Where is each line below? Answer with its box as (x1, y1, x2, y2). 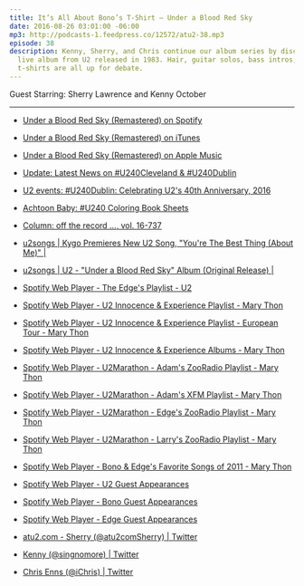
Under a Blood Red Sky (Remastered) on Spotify (22, 114, 203, 125)
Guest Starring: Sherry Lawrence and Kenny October (9, 88, 206, 100)
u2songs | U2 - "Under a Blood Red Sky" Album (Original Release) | (22, 264, 274, 275)
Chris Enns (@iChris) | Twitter (22, 566, 134, 577)
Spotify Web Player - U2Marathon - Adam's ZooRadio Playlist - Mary (22, 361, 279, 372)
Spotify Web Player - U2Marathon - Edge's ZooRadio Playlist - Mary (22, 407, 276, 418)
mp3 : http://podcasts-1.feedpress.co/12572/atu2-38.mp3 (9, 30, 224, 39)
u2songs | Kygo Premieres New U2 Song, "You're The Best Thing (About (22, 237, 294, 248)
